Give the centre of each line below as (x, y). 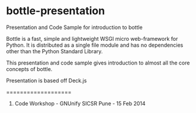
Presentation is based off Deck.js (46, 80)
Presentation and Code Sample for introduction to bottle (75, 27)
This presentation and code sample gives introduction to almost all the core (98, 63)
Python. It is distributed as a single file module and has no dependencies (95, 45)
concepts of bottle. (29, 69)
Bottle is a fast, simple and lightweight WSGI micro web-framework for (92, 38)
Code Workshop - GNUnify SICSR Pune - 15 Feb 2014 (80, 103)
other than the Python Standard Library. (54, 51)
